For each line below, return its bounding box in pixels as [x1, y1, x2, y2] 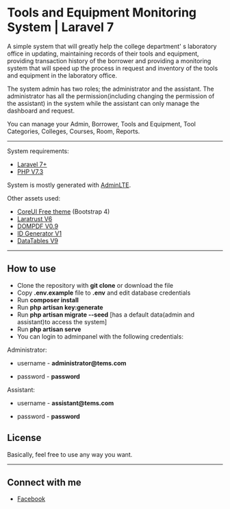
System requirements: [7, 146, 70, 155]
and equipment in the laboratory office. [7, 71, 118, 80]
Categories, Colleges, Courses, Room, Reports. [7, 127, 140, 135]
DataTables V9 [16, 236, 58, 245]
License [7, 432, 42, 444]
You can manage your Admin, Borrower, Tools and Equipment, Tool [7, 120, 196, 128]
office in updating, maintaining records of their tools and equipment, [7, 49, 200, 58]
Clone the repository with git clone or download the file [16, 281, 173, 289]
